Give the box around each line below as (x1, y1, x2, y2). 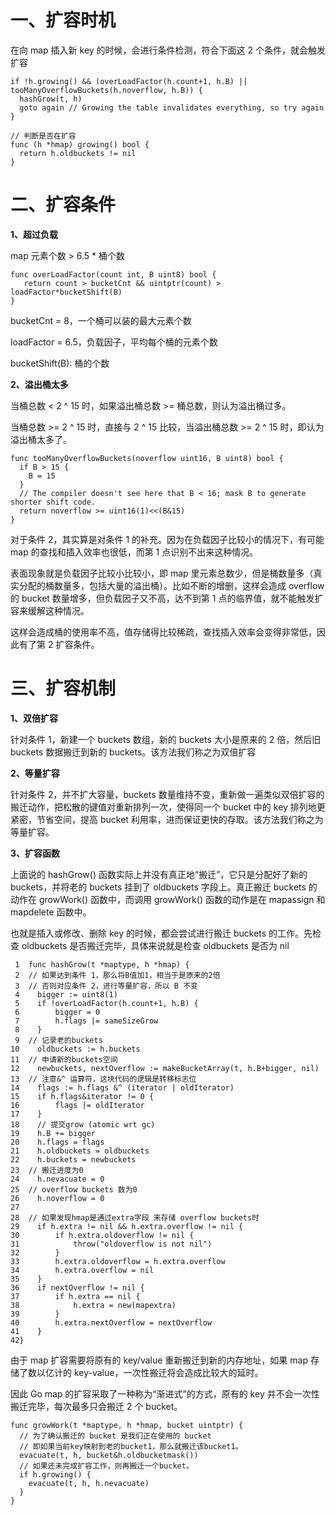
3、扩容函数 (10, 847, 61, 859)
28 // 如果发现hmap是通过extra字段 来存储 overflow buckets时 (10, 1212, 260, 1223)
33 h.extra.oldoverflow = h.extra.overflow (10, 1256, 226, 1266)
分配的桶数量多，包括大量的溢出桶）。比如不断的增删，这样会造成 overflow (18, 579, 325, 591)
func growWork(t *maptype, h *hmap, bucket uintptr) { (10, 1420, 244, 1430)
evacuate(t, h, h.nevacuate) (28, 1478, 150, 1488)
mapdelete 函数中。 (10, 906, 92, 918)
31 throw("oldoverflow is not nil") (10, 1239, 213, 1249)
